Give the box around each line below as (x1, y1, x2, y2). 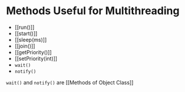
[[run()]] (14, 24, 35, 31)
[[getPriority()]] (14, 48, 52, 55)
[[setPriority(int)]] (14, 55, 58, 62)
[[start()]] (14, 29, 38, 37)
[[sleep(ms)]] (14, 36, 47, 43)
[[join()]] (14, 42, 35, 50)
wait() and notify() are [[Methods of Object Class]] (6, 78, 134, 86)
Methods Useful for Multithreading (6, 4, 180, 18)
